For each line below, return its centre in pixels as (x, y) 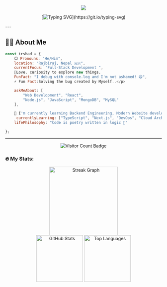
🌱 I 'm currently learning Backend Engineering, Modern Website (81, 113)
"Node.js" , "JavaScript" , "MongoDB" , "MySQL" (71, 100)
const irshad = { (23, 54)
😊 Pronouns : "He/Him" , (39, 58)
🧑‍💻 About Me (26, 43)
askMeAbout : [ (29, 91)
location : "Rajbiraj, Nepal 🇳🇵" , (50, 63)
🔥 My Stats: (19, 159)
